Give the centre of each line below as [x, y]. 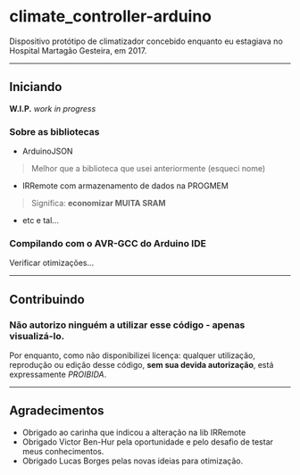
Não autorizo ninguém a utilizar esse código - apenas [127, 325]
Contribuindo [47, 300]
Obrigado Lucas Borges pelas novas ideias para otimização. [133, 461]
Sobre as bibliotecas [54, 131]
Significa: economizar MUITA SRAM [99, 204]
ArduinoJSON [47, 151]
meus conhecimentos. [63, 451]
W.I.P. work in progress [53, 108]
